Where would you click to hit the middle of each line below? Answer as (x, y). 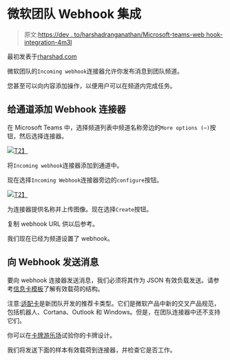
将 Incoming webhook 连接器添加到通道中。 (65, 165)
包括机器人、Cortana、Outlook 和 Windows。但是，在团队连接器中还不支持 (114, 312)
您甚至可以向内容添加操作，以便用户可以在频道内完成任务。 (92, 85)
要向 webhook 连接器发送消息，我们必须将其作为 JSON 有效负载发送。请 (110, 280)
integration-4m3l (48, 42)
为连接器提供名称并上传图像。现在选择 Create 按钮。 (80, 209)
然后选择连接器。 (43, 136)
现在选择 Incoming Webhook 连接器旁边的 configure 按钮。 (85, 180)
